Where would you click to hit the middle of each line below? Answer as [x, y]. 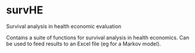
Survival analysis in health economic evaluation [64, 26]
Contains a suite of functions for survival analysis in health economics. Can [98, 37]
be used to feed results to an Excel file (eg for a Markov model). [84, 44]
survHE [25, 10]
